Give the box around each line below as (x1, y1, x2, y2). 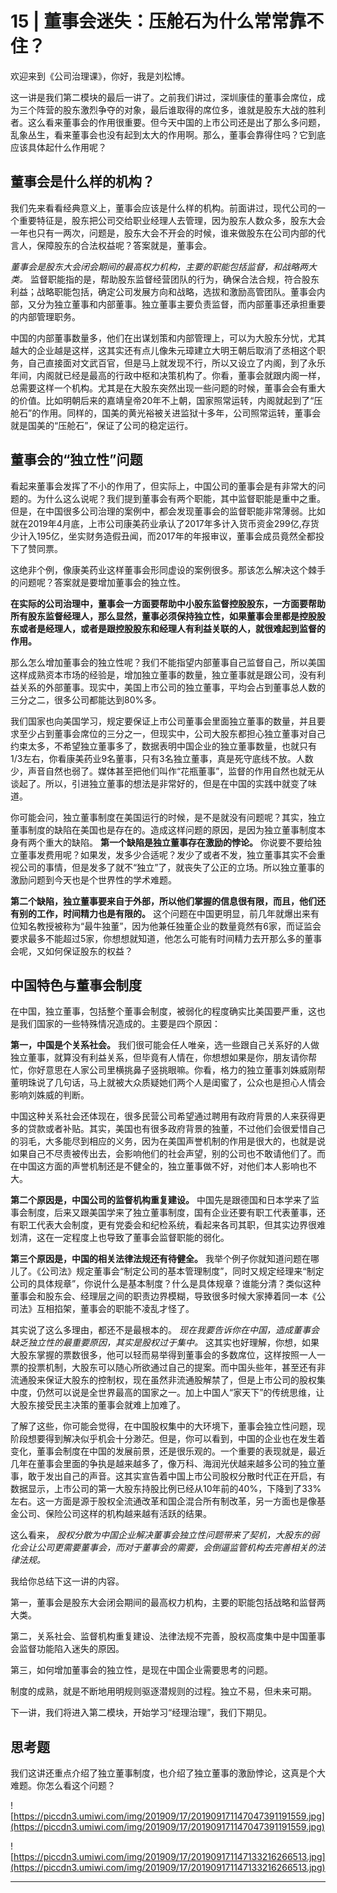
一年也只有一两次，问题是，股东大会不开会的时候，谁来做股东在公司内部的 (10, 227, 317, 239)
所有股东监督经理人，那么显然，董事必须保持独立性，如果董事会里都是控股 (10, 610, 317, 622)
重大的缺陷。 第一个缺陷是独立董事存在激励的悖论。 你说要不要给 (44, 836, 313, 848)
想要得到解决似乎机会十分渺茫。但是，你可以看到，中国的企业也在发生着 (27, 1433, 326, 1445)
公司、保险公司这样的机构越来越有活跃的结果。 (18, 1508, 212, 1520)
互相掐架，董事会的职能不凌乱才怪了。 (36, 1303, 195, 1315)
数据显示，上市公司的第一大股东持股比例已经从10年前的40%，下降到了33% (10, 1483, 322, 1495)
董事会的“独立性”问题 (10, 452, 143, 469)
